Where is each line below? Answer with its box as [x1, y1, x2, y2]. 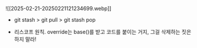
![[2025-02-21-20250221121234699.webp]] [5, 5, 111, 12]
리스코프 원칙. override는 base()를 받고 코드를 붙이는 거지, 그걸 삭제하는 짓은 [14, 29, 192, 35]
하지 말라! [14, 36, 37, 43]
